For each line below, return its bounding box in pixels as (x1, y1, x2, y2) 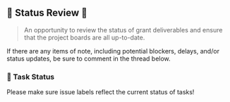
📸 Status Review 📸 (6, 7, 87, 19)
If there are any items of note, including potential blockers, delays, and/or (6, 46, 220, 55)
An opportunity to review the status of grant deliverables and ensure (23, 25, 223, 34)
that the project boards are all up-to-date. (23, 33, 145, 42)
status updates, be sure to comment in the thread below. (6, 54, 171, 63)
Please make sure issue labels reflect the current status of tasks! (6, 88, 195, 96)
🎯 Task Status (6, 72, 54, 82)
